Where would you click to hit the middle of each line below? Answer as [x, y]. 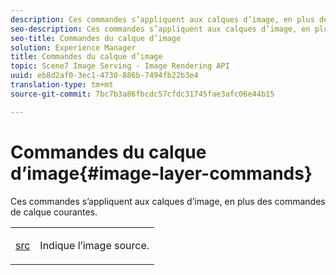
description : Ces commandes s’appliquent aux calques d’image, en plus [162, 19]
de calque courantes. [54, 212]
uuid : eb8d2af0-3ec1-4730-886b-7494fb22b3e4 [104, 76]
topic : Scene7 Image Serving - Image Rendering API [120, 66]
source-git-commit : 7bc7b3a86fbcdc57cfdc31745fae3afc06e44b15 [142, 94]
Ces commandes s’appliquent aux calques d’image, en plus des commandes [168, 201]
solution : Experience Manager [73, 47]
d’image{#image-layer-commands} [161, 173]
